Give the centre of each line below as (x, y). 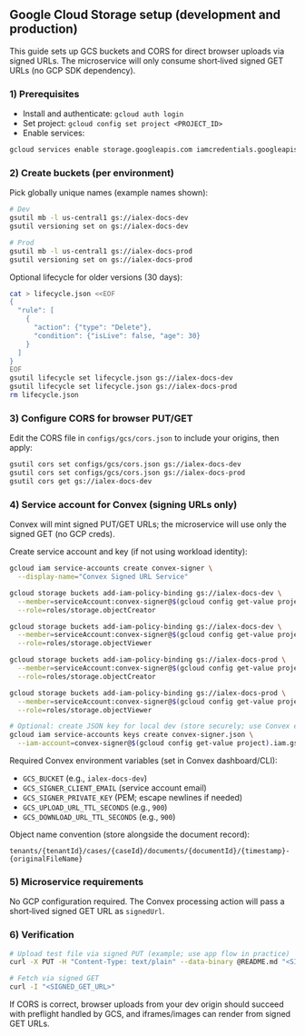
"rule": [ (36, 311)
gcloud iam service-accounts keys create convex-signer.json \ (132, 735)
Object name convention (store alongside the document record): (130, 834)
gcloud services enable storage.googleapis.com (101, 150)
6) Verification (42, 935)
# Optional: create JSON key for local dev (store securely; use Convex (150, 726)
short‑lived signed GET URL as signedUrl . (87, 911)
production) (44, 30)
